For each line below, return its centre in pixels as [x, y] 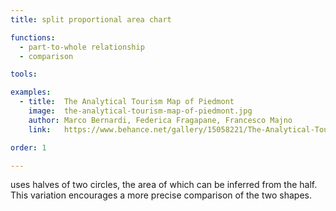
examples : [31, 92]
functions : [33, 37]
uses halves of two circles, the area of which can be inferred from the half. [164, 185]
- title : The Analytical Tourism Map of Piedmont [127, 102]
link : [40, 129]
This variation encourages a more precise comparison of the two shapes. [161, 195]
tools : [24, 74]
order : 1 [28, 147]
